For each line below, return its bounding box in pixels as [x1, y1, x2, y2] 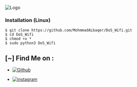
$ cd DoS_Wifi [5, 32, 34, 37]
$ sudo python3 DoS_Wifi [5, 41, 56, 46]
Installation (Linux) [5, 17, 51, 23]
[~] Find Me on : [5, 54, 54, 62]
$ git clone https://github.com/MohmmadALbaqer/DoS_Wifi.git [5, 28, 133, 33]
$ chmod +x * [5, 37, 32, 42]
